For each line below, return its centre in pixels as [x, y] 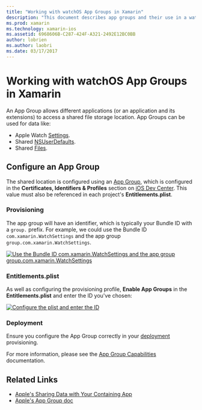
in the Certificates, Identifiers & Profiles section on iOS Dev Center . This [97, 188]
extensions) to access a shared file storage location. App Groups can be [96, 117]
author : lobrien [26, 40]
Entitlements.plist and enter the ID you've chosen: [69, 296]
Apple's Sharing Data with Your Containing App [73, 394]
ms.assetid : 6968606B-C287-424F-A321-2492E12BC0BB [71, 34]
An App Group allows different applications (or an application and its [91, 111]
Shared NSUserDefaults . [45, 141]
